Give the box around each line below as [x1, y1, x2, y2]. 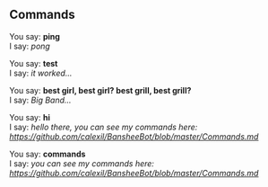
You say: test [9, 58, 58, 68]
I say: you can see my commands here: [9, 157, 155, 169]
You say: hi [9, 111, 51, 122]
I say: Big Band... [9, 94, 72, 105]
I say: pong [9, 40, 51, 51]
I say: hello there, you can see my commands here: [9, 121, 198, 132]
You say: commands [9, 148, 86, 159]
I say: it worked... [9, 67, 73, 78]
